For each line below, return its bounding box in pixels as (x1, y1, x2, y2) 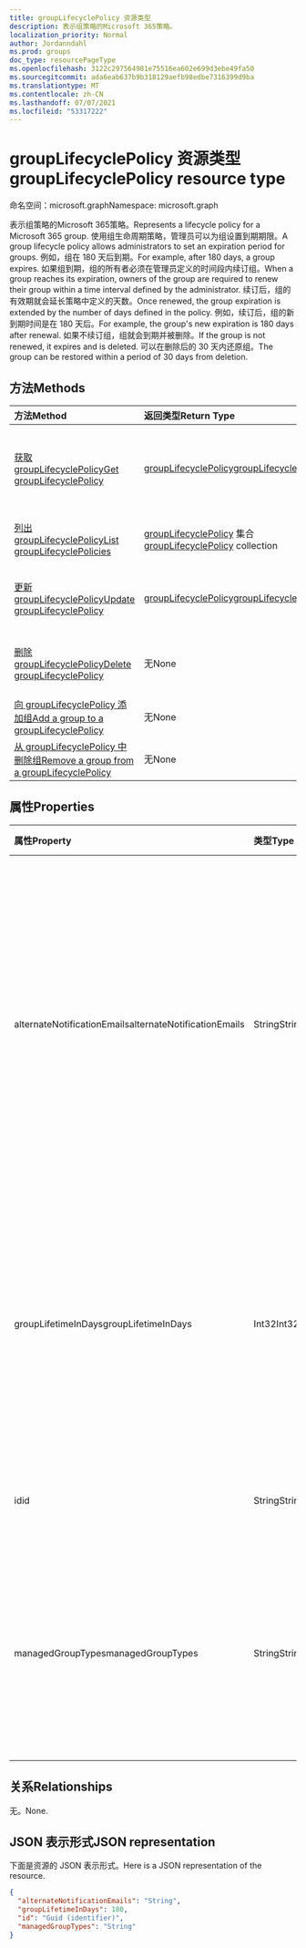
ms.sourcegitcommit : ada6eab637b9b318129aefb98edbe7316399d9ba (9, 73, 255, 82)
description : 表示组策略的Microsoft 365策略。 (9, 22, 178, 31)
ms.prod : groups (9, 47, 71, 57)
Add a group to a (32, 712, 104, 725)
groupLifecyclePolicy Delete (14, 658, 132, 670)
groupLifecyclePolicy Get (14, 463, 119, 475)
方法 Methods (9, 380, 86, 396)
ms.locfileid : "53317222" (9, 107, 107, 116)
